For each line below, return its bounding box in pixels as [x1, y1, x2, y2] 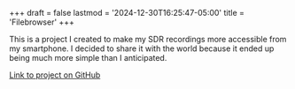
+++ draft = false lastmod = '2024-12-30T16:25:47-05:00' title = [9, 8, 245, 18]
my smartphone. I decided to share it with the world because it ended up [9, 43, 275, 54]
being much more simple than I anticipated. [9, 53, 167, 63]
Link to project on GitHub [9, 70, 101, 80]
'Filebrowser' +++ [9, 17, 75, 27]
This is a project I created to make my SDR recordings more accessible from [9, 34, 287, 44]
